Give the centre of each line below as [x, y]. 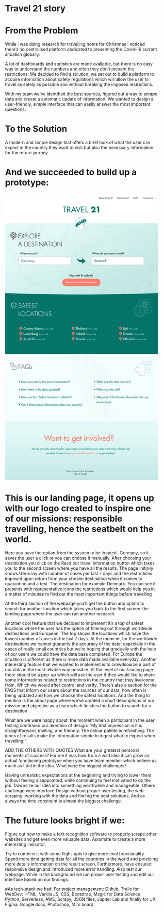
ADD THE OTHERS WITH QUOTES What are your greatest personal [72, 750]
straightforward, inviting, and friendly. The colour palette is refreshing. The [80, 730]
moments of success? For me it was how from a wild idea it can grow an [77, 756]
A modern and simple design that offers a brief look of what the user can [78, 142]
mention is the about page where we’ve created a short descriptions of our [80, 701]
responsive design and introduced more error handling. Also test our [73, 869]
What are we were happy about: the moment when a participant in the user [80, 720]
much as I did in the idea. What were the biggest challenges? [66, 766]
